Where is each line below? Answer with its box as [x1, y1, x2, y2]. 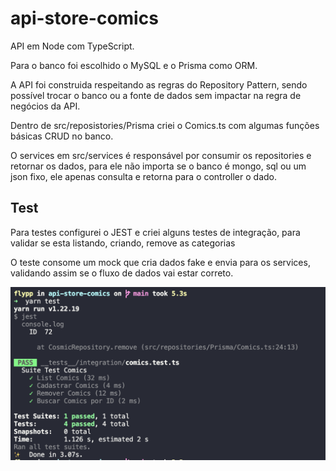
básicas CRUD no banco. [10, 130, 114, 142]
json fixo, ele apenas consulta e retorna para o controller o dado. [10, 170, 277, 182]
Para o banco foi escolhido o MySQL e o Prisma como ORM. [10, 59, 258, 71]
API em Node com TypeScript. [10, 40, 135, 52]
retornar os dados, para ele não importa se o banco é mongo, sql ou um [10, 160, 307, 172]
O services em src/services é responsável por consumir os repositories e [10, 149, 312, 161]
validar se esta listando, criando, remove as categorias [10, 237, 236, 249]
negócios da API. [10, 100, 81, 112]
